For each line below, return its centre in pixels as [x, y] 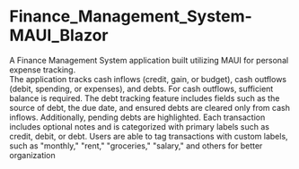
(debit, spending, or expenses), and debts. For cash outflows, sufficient [141, 89]
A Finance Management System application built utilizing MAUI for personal [149, 60]
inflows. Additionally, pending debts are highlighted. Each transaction [137, 117]
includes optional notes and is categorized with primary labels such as [139, 126]
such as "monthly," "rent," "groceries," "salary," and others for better [136, 146]
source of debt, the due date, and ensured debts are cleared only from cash [149, 107]
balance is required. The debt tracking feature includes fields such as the [145, 98]
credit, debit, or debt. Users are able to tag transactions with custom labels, [149, 136]
